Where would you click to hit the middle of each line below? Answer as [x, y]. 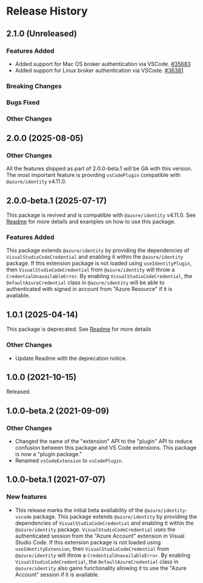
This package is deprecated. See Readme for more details [79, 329]
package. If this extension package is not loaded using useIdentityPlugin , [99, 263]
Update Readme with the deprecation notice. [71, 358]
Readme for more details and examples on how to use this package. [91, 222]
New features [27, 497]
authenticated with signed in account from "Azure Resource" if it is [89, 289]
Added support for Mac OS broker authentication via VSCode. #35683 [103, 64]
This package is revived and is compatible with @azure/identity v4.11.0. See [101, 215]
